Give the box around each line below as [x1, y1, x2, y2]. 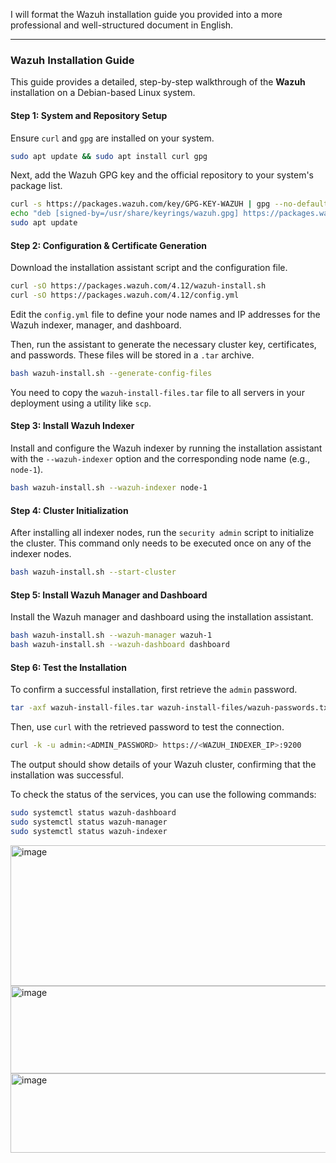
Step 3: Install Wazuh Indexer [10, 420, 135, 432]
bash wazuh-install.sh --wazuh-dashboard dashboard [10, 640, 230, 650]
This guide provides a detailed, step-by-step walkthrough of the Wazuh [10, 76, 306, 88]
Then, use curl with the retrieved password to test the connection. [10, 721, 285, 733]
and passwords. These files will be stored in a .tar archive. [10, 349, 255, 361]
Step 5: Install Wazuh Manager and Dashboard [10, 589, 208, 601]
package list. [10, 180, 63, 192]
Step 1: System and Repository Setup [10, 109, 168, 121]
